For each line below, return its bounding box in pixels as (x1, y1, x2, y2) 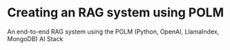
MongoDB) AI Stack (7, 34, 64, 42)
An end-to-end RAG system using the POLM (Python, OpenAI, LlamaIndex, (7, 27, 220, 36)
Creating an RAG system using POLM (7, 5, 224, 21)
